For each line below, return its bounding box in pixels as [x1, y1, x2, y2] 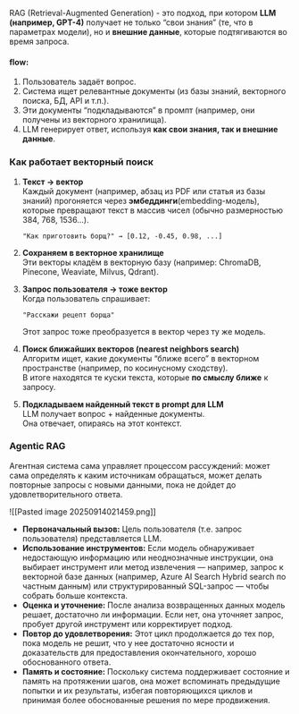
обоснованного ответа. [21, 657, 112, 667]
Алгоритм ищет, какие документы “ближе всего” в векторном [21, 353, 260, 363]
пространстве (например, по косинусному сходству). [21, 362, 228, 373]
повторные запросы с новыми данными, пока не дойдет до [9, 479, 237, 490]
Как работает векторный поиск [9, 156, 154, 168]
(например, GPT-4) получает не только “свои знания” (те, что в [9, 17, 253, 28]
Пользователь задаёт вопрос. [21, 76, 137, 88]
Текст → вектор [21, 176, 84, 187]
